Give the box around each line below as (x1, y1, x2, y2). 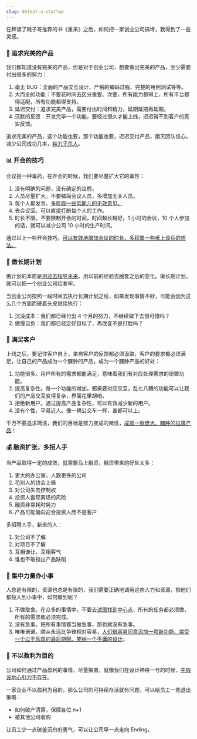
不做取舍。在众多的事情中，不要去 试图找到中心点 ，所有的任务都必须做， (14, 606, 189, 613)
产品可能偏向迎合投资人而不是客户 (14, 509, 97, 516)
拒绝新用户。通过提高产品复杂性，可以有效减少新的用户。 (14, 399, 154, 406)
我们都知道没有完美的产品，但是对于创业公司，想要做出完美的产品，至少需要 (6, 63, 191, 71)
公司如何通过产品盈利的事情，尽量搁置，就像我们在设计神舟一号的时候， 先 (6, 666, 186, 673)
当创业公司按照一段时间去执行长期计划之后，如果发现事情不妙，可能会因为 (6, 292, 186, 299)
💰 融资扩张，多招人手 (6, 443, 67, 451)
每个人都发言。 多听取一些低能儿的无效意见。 (14, 200, 123, 207)
